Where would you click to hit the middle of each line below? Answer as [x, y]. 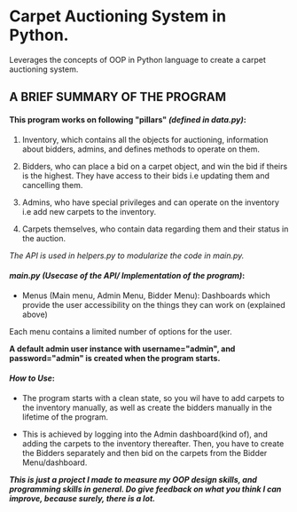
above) [35, 314]
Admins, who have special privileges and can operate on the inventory [150, 202]
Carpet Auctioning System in [118, 16]
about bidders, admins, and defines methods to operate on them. [141, 149]
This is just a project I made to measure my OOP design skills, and [133, 479]
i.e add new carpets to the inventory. [89, 211]
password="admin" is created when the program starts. [115, 358]
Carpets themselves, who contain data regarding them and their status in [155, 229]
